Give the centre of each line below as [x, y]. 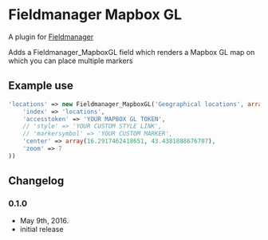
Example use [41, 86]
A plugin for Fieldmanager [51, 37]
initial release [41, 230]
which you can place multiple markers [71, 61]
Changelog [36, 181]
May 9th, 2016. [44, 221]
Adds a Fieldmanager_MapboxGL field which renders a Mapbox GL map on [132, 52]
